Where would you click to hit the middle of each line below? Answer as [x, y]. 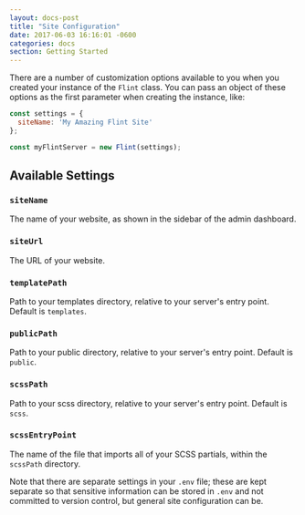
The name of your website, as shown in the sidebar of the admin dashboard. [153, 219]
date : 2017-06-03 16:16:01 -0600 [73, 35]
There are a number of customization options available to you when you [145, 77]
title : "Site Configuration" [65, 26]
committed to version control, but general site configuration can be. [137, 500]
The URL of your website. [58, 260]
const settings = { [47, 114]
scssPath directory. [45, 463]
